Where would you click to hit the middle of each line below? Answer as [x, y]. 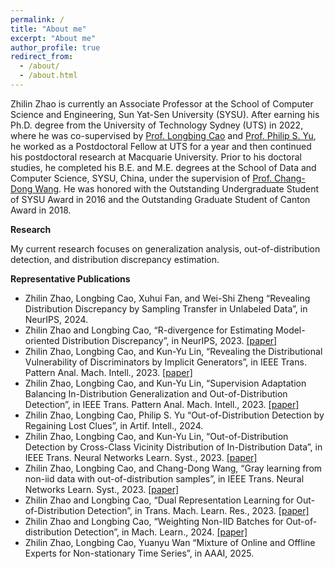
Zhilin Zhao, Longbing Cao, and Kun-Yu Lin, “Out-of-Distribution [156, 436]
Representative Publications [70, 278]
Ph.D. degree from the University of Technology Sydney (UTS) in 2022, [157, 125]
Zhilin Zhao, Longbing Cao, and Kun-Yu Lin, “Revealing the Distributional [173, 351]
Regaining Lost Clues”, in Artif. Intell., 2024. [114, 425]
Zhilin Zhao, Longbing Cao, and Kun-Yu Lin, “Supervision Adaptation [165, 383]
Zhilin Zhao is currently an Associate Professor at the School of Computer [162, 103]
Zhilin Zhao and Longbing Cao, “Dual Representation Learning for [159, 500]
